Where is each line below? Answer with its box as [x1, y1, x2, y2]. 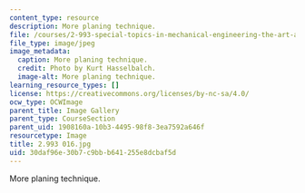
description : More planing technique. [9, 22, 156, 31]
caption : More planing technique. [17, 55, 148, 64]
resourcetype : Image [9, 131, 88, 140]
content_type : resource [9, 13, 100, 23]
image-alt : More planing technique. [17, 72, 156, 82]
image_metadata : [9, 47, 71, 56]
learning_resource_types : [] [9, 81, 120, 90]
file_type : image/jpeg [9, 38, 95, 48]
